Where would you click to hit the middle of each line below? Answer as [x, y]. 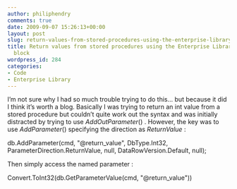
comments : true [30, 20]
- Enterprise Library [39, 79]
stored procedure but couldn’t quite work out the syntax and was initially [113, 114]
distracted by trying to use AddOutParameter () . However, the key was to [113, 122]
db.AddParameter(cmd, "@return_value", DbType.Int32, [87, 143]
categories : [25, 66]
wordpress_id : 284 [34, 60]
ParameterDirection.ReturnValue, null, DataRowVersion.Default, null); [107, 151]
